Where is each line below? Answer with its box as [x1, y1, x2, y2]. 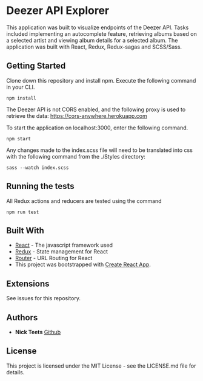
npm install [6, 95, 36, 101]
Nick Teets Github [15, 329, 61, 335]
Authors [6, 312, 38, 323]
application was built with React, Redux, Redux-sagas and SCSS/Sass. [6, 43, 182, 50]
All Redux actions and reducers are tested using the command [6, 197, 162, 204]
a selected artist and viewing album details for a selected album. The [6, 36, 178, 44]
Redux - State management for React [15, 248, 108, 255]
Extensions [6, 278, 50, 289]
